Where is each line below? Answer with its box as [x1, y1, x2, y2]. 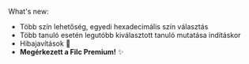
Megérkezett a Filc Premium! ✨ [19, 47, 124, 56]
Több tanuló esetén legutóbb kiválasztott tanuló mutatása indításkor [19, 31, 241, 40]
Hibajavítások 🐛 [19, 39, 71, 48]
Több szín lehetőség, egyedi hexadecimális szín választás [19, 22, 209, 31]
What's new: [8, 7, 49, 16]
